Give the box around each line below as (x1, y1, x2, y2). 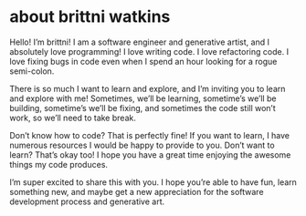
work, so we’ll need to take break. (9, 112, 137, 123)
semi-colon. (9, 66, 55, 77)
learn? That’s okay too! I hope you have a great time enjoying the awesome (9, 149, 291, 160)
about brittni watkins (9, 6, 171, 27)
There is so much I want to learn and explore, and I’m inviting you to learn (9, 83, 286, 94)
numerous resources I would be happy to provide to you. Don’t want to (9, 139, 276, 150)
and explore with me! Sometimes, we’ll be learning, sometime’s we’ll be (9, 93, 277, 104)
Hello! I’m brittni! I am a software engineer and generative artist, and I (9, 36, 269, 47)
